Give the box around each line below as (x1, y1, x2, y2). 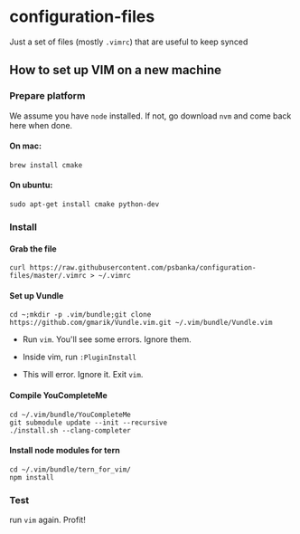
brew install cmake (9, 160, 83, 169)
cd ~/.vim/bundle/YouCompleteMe (9, 410, 131, 419)
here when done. (9, 119, 73, 130)
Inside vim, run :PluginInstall (22, 351, 137, 363)
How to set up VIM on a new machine (9, 62, 222, 78)
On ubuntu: (9, 179, 53, 191)
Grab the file (9, 243, 57, 254)
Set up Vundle (9, 290, 64, 300)
